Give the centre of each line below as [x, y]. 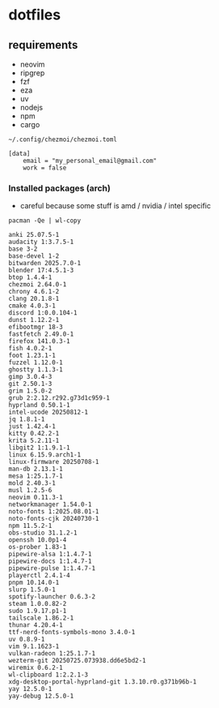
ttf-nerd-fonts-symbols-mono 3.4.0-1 [72, 633]
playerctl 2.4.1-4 [39, 576]
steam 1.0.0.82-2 [38, 604]
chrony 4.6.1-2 [34, 292]
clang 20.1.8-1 [34, 299]
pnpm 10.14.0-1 [34, 583]
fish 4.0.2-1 [30, 349]
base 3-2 [23, 249]
